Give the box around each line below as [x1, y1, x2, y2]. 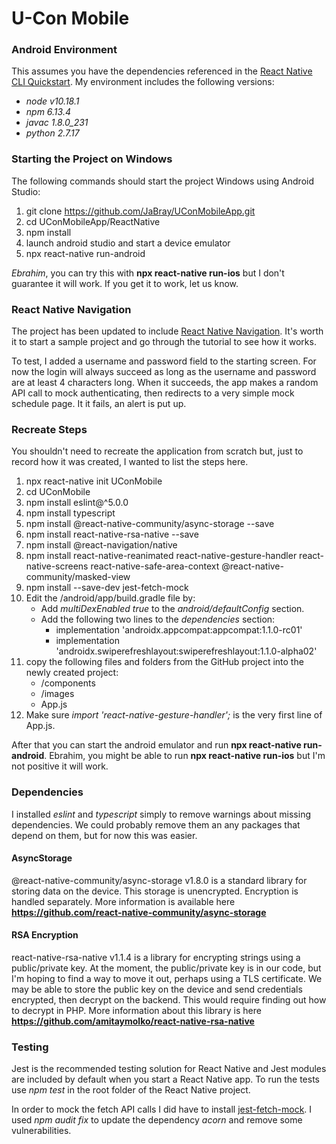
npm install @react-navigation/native [25, 539, 178, 551]
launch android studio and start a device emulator [25, 237, 231, 249]
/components [40, 677, 96, 689]
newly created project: [25, 667, 119, 679]
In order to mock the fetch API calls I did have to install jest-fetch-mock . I [11, 1103, 313, 1116]
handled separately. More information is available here [11, 895, 236, 907]
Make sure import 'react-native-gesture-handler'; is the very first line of [25, 709, 323, 721]
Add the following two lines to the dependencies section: [40, 613, 276, 626]
